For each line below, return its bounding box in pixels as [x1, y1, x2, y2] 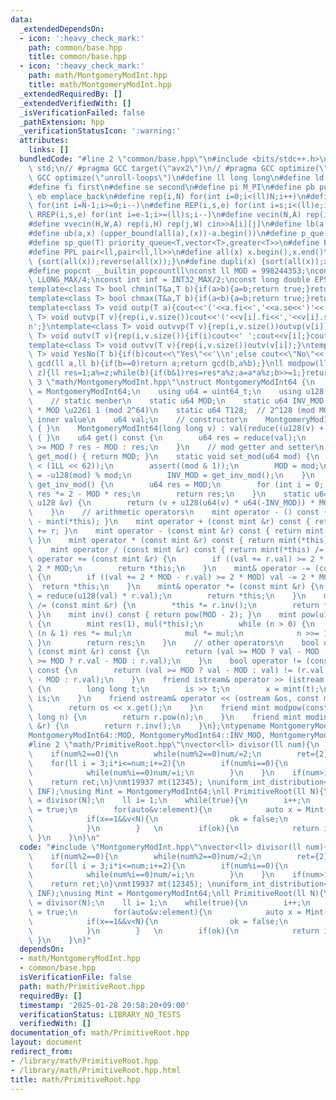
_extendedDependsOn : [19, 24, 105, 34]
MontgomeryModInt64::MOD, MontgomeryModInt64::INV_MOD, [28, 731, 267, 741]
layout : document [10, 1037, 83, 1048]
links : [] [28, 145, 70, 155]
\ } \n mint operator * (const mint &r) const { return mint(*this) [28, 535, 329, 545]
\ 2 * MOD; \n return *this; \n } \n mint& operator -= [28, 563, 311, 573]
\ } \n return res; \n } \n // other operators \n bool [28, 637, 320, 648]
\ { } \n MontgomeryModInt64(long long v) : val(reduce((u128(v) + [28, 424, 325, 434]
